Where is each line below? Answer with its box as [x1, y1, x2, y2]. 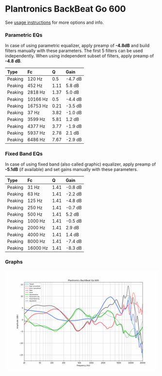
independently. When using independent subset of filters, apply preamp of [5, 53, 154, 59]
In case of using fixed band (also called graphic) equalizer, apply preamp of [5, 161, 156, 167]
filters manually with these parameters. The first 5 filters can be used [5, 48, 143, 54]
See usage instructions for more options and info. [5, 19, 104, 25]
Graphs [5, 258, 23, 265]
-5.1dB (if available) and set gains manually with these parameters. [5, 167, 138, 172]
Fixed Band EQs [5, 150, 43, 157]
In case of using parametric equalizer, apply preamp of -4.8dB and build [5, 43, 150, 49]
